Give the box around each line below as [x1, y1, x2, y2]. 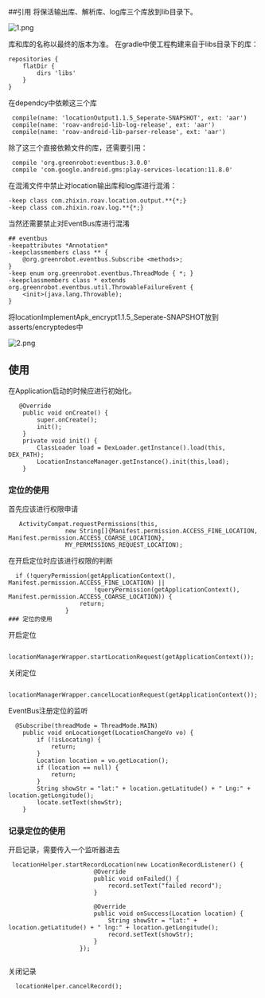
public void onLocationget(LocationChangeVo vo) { [22, 729, 194, 737]
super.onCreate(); [37, 415, 98, 424]
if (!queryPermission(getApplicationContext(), [15, 572, 177, 580]
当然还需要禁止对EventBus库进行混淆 [8, 218, 130, 228]
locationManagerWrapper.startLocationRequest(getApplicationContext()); [8, 653, 255, 662]
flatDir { [22, 62, 56, 70]
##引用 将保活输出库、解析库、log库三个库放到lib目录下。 [8, 7, 197, 16]
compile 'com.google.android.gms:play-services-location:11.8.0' [11, 166, 233, 174]
